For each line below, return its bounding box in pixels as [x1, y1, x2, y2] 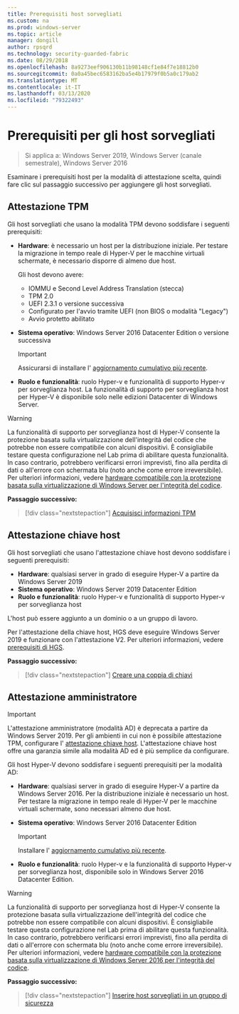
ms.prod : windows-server [7, 24, 81, 31]
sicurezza [24, 999, 54, 1008]
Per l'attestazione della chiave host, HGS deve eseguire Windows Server [7, 628, 221, 636]
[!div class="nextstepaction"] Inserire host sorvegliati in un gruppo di [24, 991, 228, 1000]
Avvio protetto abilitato [28, 314, 95, 323]
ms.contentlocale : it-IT [7, 84, 81, 91]
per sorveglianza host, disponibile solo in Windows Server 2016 [17, 868, 204, 876]
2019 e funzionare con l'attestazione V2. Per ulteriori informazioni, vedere [7, 635, 224, 643]
